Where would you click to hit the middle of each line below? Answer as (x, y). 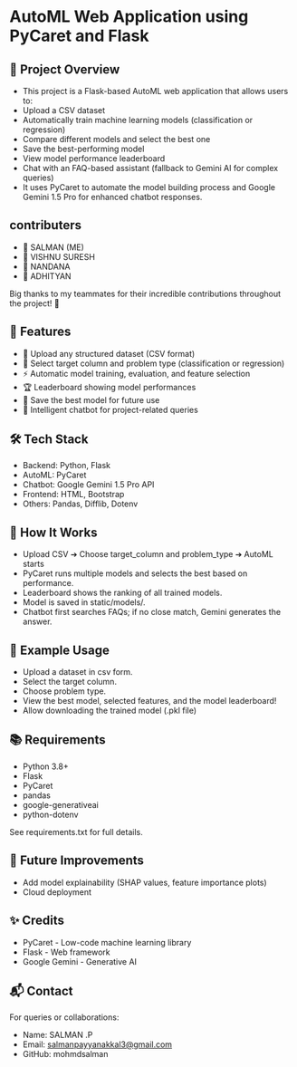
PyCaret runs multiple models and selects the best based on (135, 573)
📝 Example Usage (60, 650)
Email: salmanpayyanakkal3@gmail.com (97, 1044)
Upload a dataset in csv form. (77, 672)
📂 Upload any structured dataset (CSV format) (109, 353)
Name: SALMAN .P (57, 1035)
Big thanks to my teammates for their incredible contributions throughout (145, 293)
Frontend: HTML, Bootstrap (73, 495)
